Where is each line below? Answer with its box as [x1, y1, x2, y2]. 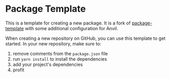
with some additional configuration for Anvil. [25, 25, 118, 31]
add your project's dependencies [12, 61, 83, 67]
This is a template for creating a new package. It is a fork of [5, 20, 131, 26]
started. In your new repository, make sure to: [5, 40, 101, 46]
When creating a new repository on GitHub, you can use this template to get [5, 35, 166, 41]
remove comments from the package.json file [12, 50, 108, 57]
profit [12, 67, 25, 73]
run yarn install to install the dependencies [12, 56, 108, 62]
